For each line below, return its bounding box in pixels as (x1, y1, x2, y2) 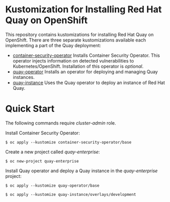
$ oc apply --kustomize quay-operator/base (5, 183, 100, 188)
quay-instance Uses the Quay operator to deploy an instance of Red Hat (12, 79, 165, 86)
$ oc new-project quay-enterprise (5, 158, 79, 164)
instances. (12, 74, 35, 80)
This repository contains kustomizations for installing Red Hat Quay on (5, 31, 154, 37)
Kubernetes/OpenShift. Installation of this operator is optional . (12, 63, 144, 69)
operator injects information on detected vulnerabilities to (12, 57, 134, 64)
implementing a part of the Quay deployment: (5, 42, 101, 48)
